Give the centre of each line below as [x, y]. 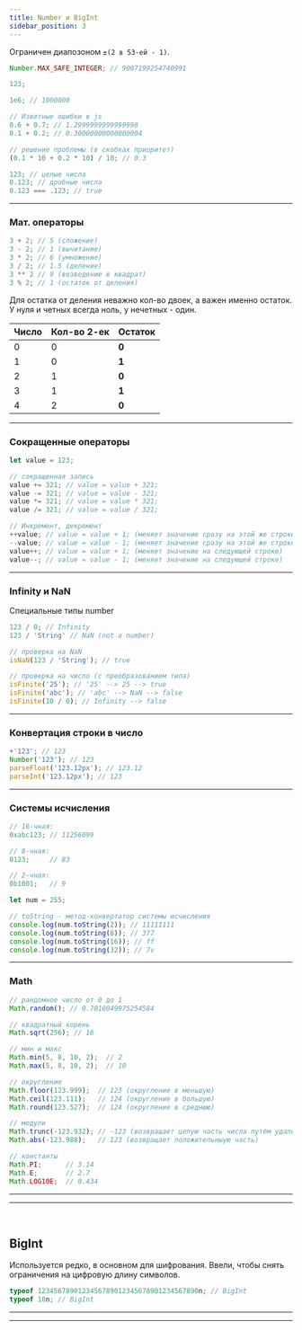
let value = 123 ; [42, 460]
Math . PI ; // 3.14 [52, 1165]
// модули [28, 1123]
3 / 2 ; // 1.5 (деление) [56, 266]
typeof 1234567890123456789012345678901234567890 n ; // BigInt [128, 1291]
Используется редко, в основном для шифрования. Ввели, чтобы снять [147, 1265]
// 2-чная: [30, 876]
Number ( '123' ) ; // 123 [52, 760]
